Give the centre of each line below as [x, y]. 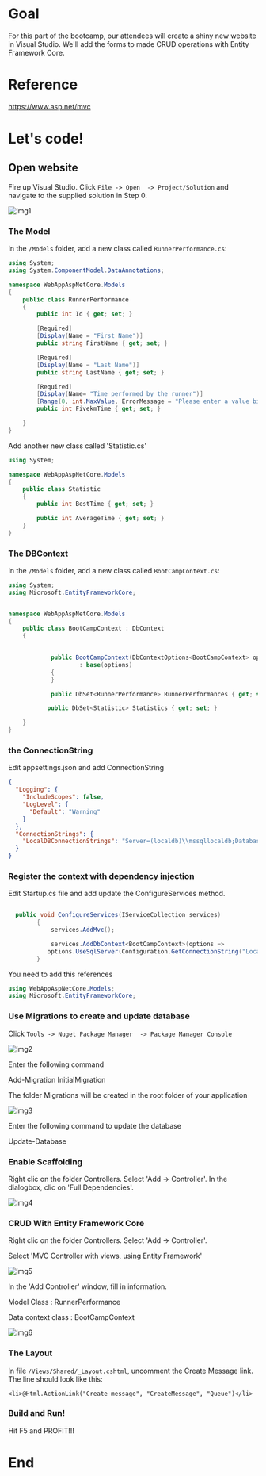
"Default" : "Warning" [65, 811]
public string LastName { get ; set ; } [101, 372]
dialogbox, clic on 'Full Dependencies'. [71, 1187]
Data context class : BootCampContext [71, 1317]
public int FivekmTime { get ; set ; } [99, 409]
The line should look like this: [55, 1379]
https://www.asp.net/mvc [49, 106]
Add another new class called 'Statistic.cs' [78, 446]
